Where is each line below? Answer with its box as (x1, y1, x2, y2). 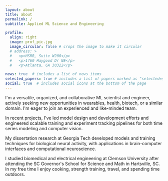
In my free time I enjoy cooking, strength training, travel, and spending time (5, 166, 160, 172)
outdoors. (5, 171, 25, 177)
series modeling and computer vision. (5, 125, 83, 131)
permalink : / (5, 16, 32, 21)
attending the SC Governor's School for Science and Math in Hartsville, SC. (5, 161, 160, 167)
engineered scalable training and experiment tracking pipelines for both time (5, 120, 163, 126)
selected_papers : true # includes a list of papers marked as (5, 76, 137, 81)
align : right (9, 35, 37, 40)
